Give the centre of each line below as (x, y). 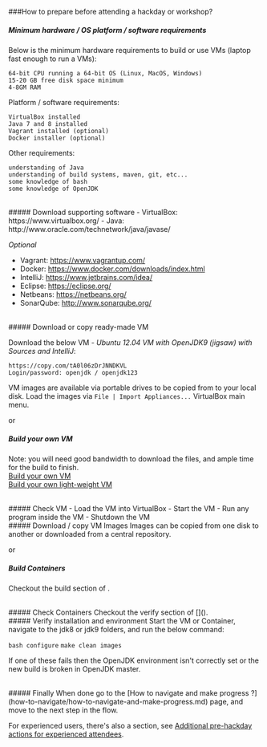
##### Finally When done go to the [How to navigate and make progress (129, 692)
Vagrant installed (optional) (59, 131)
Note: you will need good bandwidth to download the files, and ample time (131, 459)
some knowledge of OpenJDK (53, 189)
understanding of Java (46, 168)
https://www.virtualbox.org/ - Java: (66, 221)
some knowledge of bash (48, 181)
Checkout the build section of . (59, 588)
